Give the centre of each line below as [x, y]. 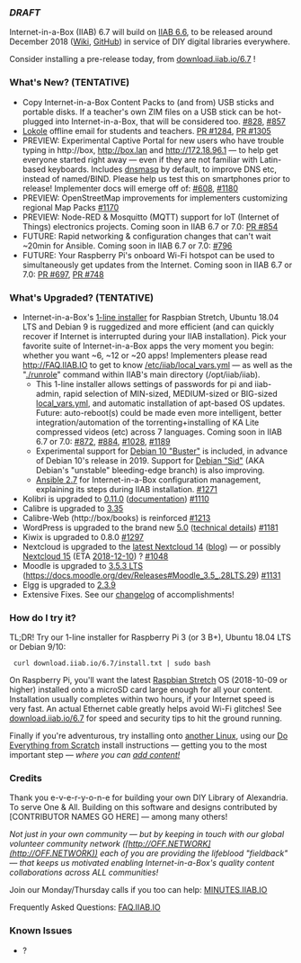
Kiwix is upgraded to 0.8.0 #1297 [83, 536]
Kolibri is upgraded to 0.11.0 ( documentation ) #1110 [115, 499]
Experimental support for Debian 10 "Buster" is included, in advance [162, 451]
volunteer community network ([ [69, 844]
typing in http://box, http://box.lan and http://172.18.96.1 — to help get [150, 149]
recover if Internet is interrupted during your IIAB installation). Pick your [154, 336]
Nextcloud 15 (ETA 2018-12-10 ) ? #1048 [95, 556]
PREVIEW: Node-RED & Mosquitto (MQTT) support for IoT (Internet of [151, 217]
